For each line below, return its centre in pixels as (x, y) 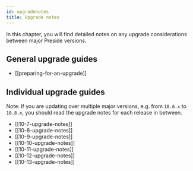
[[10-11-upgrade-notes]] (44, 150)
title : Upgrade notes (33, 17)
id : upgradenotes (28, 12)
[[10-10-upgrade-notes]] (45, 143)
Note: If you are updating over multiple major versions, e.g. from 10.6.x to (96, 106)
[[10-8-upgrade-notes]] (44, 131)
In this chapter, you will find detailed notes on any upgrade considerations (96, 34)
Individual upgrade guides (56, 92)
